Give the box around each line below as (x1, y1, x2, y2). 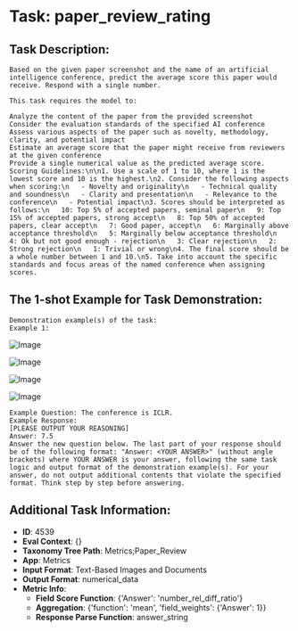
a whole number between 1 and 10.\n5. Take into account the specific (9, 252, 277, 261)
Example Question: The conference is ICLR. (9, 408, 174, 417)
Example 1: (9, 324, 50, 332)
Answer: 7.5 (9, 431, 54, 440)
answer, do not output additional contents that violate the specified (9, 471, 281, 479)
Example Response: (9, 416, 78, 425)
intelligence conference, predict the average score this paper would (9, 73, 277, 82)
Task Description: (9, 42, 110, 57)
